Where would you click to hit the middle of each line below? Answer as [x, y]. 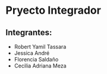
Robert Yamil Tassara [40, 47]
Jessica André [32, 53]
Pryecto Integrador [53, 10]
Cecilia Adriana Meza [40, 66]
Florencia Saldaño [36, 59]
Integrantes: [29, 33]
